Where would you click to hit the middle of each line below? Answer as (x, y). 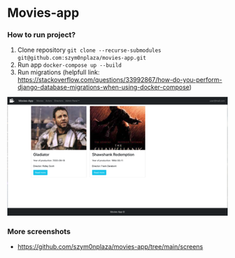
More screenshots (39, 231)
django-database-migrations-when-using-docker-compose (104, 87)
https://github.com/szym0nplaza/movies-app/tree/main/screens (110, 246)
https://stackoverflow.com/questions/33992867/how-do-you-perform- (120, 80)
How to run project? (42, 35)
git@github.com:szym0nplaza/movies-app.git (82, 58)
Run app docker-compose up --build (70, 65)
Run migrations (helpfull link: (58, 72)
